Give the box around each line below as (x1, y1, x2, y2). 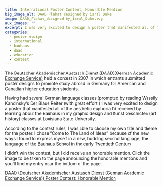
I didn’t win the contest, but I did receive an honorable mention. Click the (5, 150, 150, 156)
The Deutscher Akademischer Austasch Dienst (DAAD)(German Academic (5, 70, 154, 76)
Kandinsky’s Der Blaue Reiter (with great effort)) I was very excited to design (5, 100, 158, 106)
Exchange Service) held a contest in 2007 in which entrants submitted (5, 75, 146, 81)
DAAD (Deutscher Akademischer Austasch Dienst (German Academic (5, 170, 144, 176)
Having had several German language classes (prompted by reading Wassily (5, 95, 158, 101)
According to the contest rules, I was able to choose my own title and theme (5, 125, 157, 131)
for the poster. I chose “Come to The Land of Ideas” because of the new (5, 130, 149, 136)
